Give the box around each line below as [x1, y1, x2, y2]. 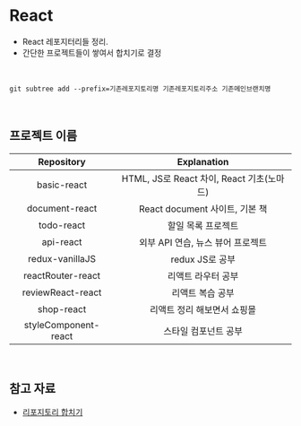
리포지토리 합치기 [21, 406, 83, 417]
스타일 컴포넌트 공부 [163, 325, 244, 337]
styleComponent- [23, 318, 100, 331]
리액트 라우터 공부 [167, 270, 239, 283]
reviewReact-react [21, 286, 102, 299]
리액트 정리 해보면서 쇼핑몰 [149, 303, 257, 316]
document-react [26, 202, 98, 214]
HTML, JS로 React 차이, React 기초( [121, 172, 269, 185]
